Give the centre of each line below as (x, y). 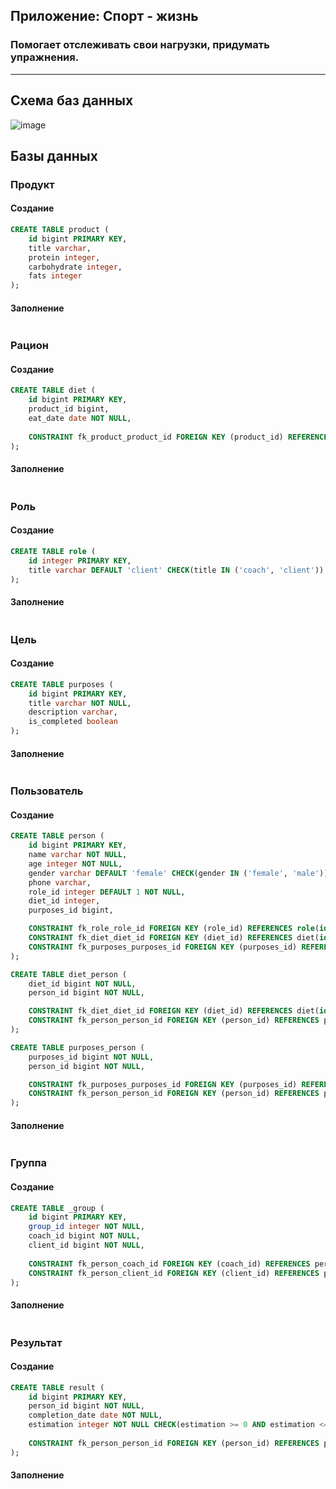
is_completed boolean (73, 722)
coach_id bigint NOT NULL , (84, 1236)
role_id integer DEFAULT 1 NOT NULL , (107, 892)
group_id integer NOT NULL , (86, 1227)
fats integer (55, 276)
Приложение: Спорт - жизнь (104, 16)
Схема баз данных (72, 100)
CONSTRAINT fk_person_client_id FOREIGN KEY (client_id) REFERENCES (174, 1273)
